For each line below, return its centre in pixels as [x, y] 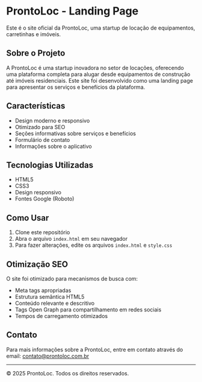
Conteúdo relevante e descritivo [55, 303]
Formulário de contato [42, 139]
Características [36, 106]
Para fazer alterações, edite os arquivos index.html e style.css [93, 245]
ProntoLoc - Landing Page [72, 11]
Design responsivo [38, 193]
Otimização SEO [37, 264]
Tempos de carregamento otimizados [61, 316]
